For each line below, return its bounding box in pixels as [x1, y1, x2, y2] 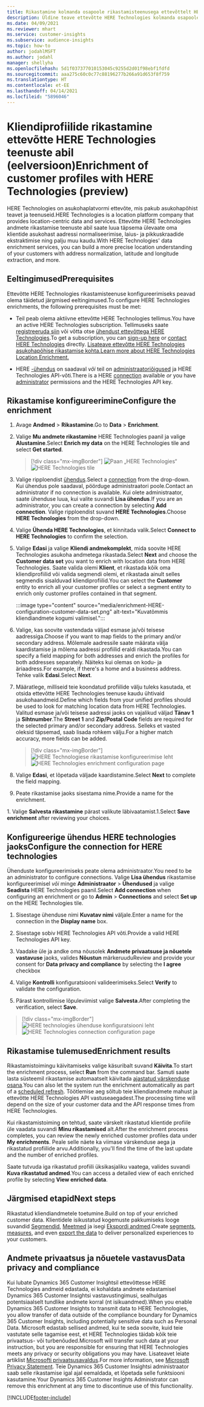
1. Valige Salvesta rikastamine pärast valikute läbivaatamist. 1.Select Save [7, 808, 190, 815]
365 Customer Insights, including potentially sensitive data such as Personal [7, 1317, 197, 1325]
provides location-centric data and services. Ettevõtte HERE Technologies [7, 217, 191, 225]
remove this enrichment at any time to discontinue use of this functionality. [7, 1382, 193, 1389]
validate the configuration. [15, 985, 82, 992]
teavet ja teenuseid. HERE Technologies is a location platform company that [7, 211, 194, 218]
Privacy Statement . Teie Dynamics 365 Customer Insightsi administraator [7, 1363, 189, 1370]
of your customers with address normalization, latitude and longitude [7, 250, 179, 257]
